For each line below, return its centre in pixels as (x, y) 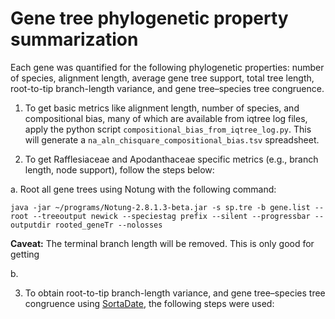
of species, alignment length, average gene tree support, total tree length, (162, 78)
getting (25, 254)
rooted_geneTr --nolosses (108, 225)
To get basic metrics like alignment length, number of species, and (162, 108)
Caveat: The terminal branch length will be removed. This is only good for (162, 243)
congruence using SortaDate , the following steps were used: (149, 303)
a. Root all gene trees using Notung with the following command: (143, 189)
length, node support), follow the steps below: (119, 169)
